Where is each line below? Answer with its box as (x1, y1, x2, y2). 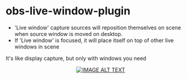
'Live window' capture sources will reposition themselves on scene (14, 24, 182, 31)
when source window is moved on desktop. (14, 30, 123, 37)
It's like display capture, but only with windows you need (5, 54, 147, 62)
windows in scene (14, 43, 60, 50)
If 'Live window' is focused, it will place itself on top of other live (14, 37, 174, 44)
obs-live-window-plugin (5, 4, 131, 18)
